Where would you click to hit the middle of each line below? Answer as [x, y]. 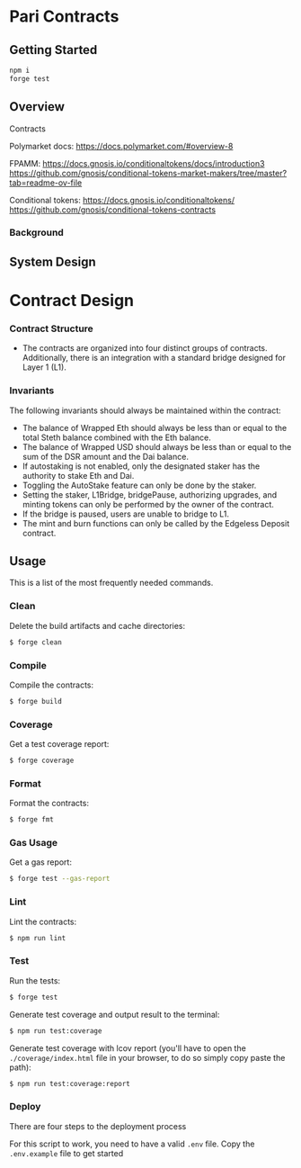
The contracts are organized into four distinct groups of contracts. [145, 348]
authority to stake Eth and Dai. [78, 475]
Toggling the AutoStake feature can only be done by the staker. [139, 485]
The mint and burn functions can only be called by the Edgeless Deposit [156, 523]
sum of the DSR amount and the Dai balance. [105, 456]
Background [37, 233]
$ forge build [36, 701]
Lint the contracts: [43, 921]
